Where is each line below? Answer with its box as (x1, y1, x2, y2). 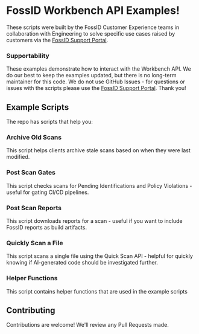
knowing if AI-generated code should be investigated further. (6, 259, 159, 266)
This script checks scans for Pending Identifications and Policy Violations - (6, 182, 192, 189)
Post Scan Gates (6, 169, 56, 177)
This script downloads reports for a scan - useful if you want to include (6, 217, 183, 224)
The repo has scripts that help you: (6, 118, 93, 126)
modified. (6, 153, 30, 161)
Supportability (6, 51, 49, 60)
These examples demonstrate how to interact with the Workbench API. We (6, 65, 191, 72)
